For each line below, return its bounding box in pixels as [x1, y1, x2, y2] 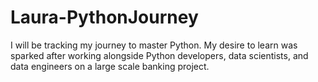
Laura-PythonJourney [10, 6, 199, 29]
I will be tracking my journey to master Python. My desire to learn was [10, 39, 298, 51]
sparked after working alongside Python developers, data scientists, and [10, 49, 309, 61]
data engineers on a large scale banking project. [10, 60, 210, 72]
